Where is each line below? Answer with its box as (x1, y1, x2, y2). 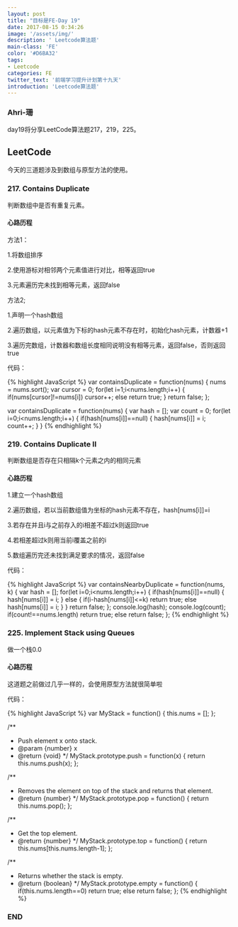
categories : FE (7, 69, 52, 77)
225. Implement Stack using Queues (7, 628, 135, 638)
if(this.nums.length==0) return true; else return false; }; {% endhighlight (17, 887, 227, 895)
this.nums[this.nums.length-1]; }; (17, 844, 113, 853)
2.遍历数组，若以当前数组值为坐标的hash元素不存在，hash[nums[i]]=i (7, 506, 210, 515)
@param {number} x (17, 743, 78, 752)
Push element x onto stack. (17, 736, 98, 745)
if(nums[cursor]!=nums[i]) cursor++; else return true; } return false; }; (7, 393, 210, 401)
